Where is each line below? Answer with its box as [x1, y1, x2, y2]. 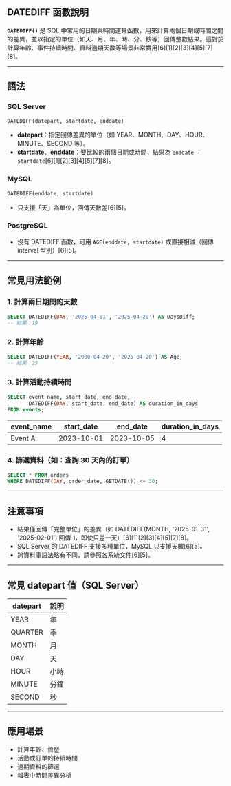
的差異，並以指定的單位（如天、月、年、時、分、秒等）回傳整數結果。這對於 [7, 35, 224, 43]
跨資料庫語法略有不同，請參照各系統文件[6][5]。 [16, 551, 155, 559]
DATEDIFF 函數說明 [7, 6, 89, 19]
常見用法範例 [7, 275, 62, 286]
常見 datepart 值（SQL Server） [7, 579, 144, 591]
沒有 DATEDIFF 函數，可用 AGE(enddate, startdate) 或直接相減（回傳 [16, 237, 214, 246]
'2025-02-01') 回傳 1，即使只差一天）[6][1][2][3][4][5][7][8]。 [16, 533, 193, 542]
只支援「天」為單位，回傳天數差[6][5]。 [16, 203, 131, 212]
